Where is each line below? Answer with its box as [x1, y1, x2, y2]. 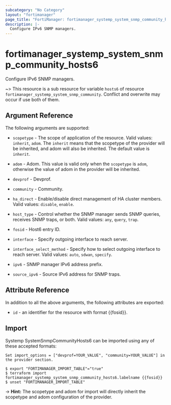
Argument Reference [5, 111, 73, 120]
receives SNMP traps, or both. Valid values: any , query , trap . [12, 216, 139, 222]
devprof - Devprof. [12, 176, 52, 182]
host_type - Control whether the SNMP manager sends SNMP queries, [12, 211, 161, 217]
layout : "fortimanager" [5, 12, 56, 17]
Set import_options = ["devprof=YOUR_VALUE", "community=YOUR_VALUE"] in [5, 353, 165, 358]
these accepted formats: [5, 343, 57, 349]
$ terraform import [5, 370, 47, 375]
